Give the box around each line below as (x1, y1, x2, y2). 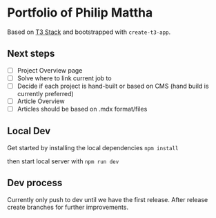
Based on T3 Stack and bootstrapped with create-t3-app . (7, 28, 171, 36)
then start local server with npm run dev (7, 157, 119, 165)
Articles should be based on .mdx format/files (17, 105, 148, 113)
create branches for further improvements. (7, 203, 129, 211)
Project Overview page (17, 66, 83, 74)
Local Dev (7, 125, 51, 137)
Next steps (7, 48, 55, 60)
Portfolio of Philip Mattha (7, 5, 153, 21)
